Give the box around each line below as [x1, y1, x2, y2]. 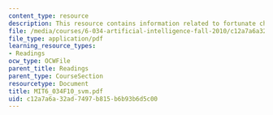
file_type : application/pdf [8, 34, 104, 43]
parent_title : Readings [8, 65, 89, 73]
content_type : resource [8, 11, 89, 20]
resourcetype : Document [8, 79, 89, 87]
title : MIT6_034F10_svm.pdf [8, 87, 104, 96]
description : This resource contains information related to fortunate [8, 19, 256, 28]
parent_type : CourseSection [8, 72, 104, 80]
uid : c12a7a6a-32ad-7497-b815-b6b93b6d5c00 [8, 95, 158, 103]
